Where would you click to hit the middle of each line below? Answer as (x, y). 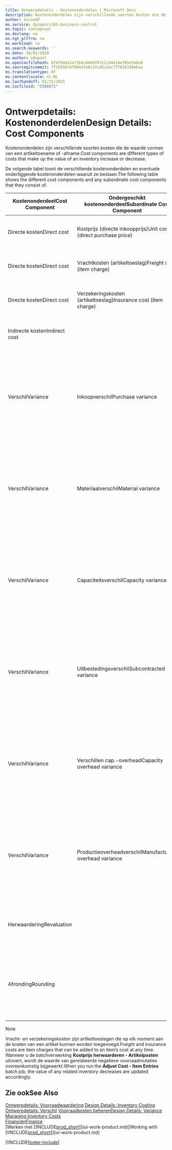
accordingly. (18, 1077)
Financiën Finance (24, 1122)
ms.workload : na (23, 44)
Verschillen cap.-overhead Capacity (120, 760)
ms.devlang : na (21, 34)
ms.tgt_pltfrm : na (25, 39)
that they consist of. (26, 185)
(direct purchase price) (105, 235)
